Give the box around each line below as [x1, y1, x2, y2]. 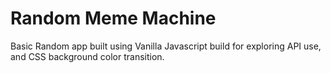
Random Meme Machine [10, 7, 217, 30]
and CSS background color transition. [10, 50, 165, 62]
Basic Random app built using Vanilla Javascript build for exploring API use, [10, 40, 322, 52]
